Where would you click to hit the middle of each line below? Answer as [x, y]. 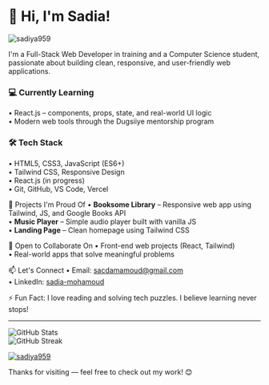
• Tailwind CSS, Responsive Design [67, 172]
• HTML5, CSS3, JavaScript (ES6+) [66, 163]
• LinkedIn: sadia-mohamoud [56, 282]
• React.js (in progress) [47, 180]
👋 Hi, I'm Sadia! [59, 16]
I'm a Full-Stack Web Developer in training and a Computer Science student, [134, 54]
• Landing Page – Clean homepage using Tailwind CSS [99, 230]
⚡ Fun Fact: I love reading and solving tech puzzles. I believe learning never [132, 298]
